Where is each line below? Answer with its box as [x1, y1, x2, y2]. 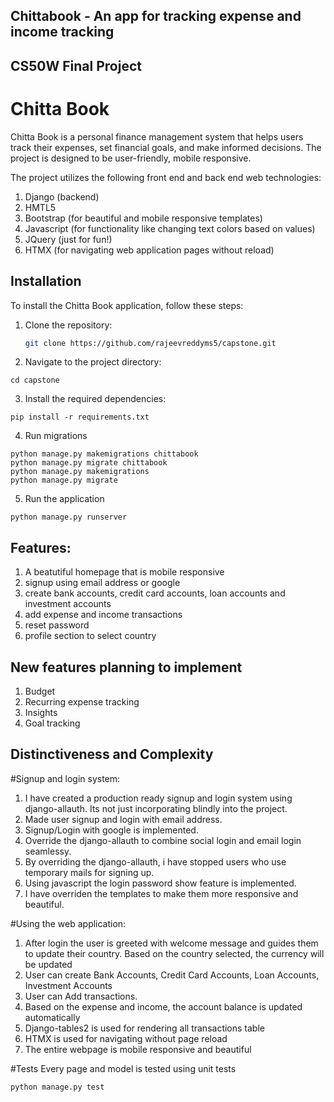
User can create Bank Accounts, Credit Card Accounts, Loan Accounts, [24, 969, 320, 981]
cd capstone [10, 375, 60, 386]
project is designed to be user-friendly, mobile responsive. [10, 152, 252, 164]
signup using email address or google [24, 577, 181, 589]
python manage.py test [10, 1082, 105, 1092]
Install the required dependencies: [24, 393, 167, 405]
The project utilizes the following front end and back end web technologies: [10, 171, 322, 183]
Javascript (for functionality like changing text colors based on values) [24, 222, 316, 234]
